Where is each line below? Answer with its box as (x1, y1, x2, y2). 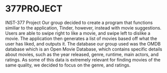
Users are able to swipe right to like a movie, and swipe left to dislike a (5, 30, 150, 36)
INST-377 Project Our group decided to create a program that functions (5, 19, 153, 25)
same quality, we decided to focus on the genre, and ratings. (5, 62, 131, 68)
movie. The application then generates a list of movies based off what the (5, 35, 157, 41)
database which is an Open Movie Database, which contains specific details (5, 46, 162, 52)
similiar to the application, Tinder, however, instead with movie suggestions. (5, 24, 161, 30)
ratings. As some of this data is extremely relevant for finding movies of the (5, 56, 160, 62)
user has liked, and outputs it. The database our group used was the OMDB (5, 40, 161, 46)
